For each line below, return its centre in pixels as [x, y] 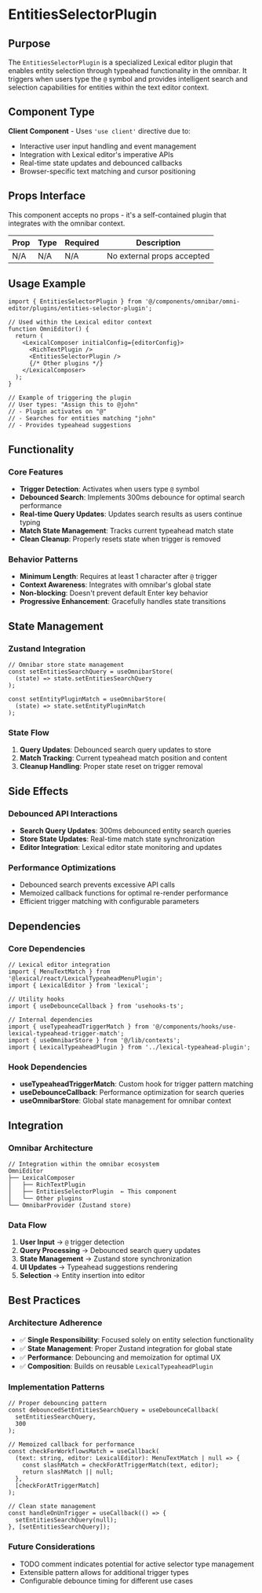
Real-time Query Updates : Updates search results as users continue [131, 514]
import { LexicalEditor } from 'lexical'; [78, 986]
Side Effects [38, 791]
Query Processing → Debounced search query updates [110, 1251]
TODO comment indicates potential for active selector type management [137, 1564]
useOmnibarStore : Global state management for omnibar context [125, 1100]
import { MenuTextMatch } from [59, 972]
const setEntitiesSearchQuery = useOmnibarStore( [91, 672]
